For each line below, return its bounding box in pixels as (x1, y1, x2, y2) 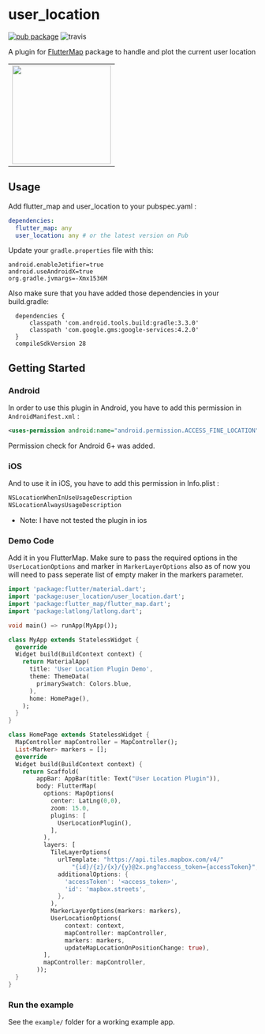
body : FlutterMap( (36, 782, 97, 791)
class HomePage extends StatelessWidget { (8, 731, 150, 739)
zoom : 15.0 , (50, 804, 90, 812)
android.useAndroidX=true (8, 268, 93, 276)
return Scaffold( (22, 768, 80, 776)
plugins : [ (50, 811, 87, 819)
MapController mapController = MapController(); (15, 739, 178, 746)
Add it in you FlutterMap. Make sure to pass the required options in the (8, 553, 238, 562)
